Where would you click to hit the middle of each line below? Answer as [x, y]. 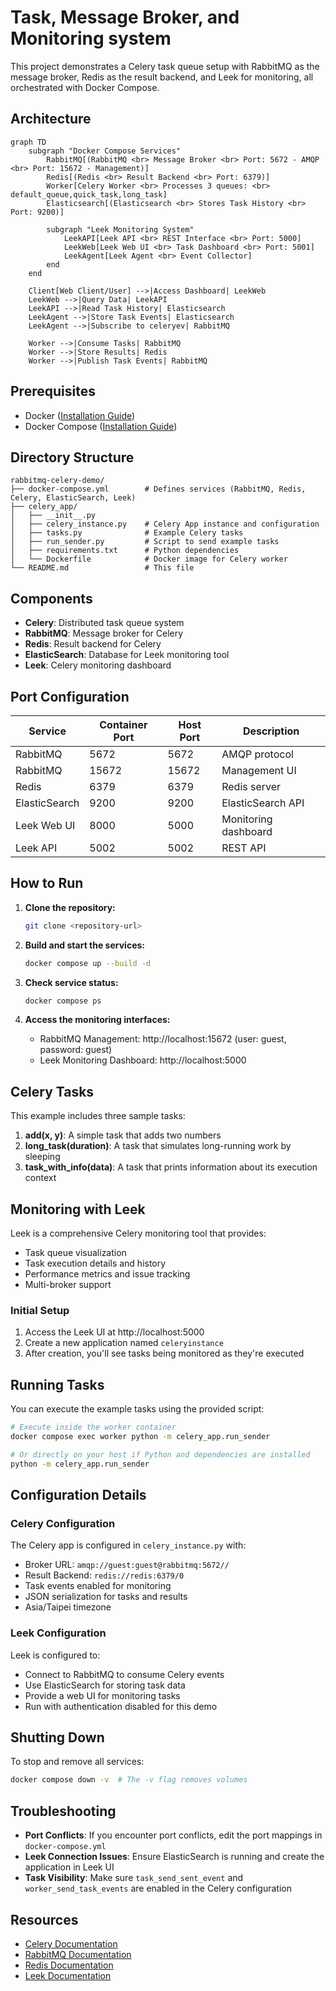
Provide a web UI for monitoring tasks [102, 1695]
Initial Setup [40, 1310]
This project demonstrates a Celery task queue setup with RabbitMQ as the [165, 66]
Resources [44, 1919]
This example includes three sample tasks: [98, 1116]
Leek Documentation [68, 1975]
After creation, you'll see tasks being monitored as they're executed [164, 1353]
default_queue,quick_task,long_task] [89, 194]
